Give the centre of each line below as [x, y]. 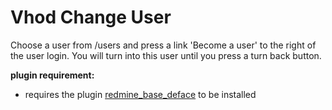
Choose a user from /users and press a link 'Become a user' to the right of [163, 45]
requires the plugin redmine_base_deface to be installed [140, 94]
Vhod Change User [91, 17]
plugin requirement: [52, 75]
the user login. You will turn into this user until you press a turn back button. [166, 55]
